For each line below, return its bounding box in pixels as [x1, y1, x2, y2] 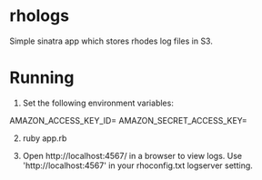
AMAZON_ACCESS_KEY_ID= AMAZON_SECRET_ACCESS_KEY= [9, 115, 247, 125]
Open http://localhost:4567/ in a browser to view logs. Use [22, 150, 243, 161]
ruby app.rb [22, 133, 67, 144]
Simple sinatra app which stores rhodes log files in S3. [9, 35, 214, 46]
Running [9, 67, 75, 88]
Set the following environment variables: [22, 97, 175, 108]
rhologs [9, 5, 70, 26]
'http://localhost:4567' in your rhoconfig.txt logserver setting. [22, 160, 253, 171]
